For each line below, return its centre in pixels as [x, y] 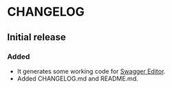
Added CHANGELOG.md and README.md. [78, 78]
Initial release [37, 37]
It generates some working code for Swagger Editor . [91, 71]
